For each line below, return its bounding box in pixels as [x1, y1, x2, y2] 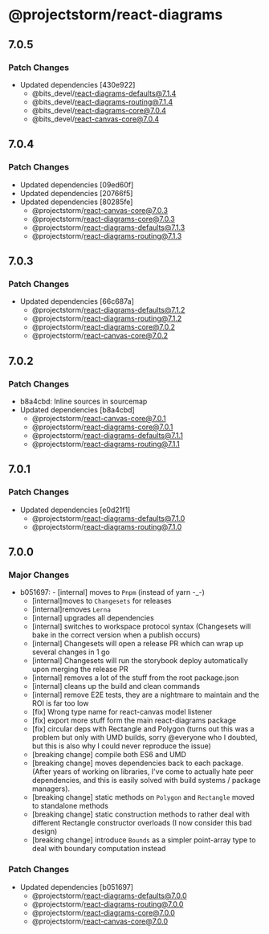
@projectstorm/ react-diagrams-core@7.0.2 [31, 322, 175, 332]
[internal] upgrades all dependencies [31, 613, 154, 623]
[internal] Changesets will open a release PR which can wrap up [31, 639, 244, 649]
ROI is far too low [31, 698, 89, 708]
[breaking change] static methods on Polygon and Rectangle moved [31, 793, 255, 802]
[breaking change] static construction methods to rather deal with [31, 809, 251, 819]
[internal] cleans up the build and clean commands [31, 682, 201, 691]
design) [31, 826, 58, 837]
